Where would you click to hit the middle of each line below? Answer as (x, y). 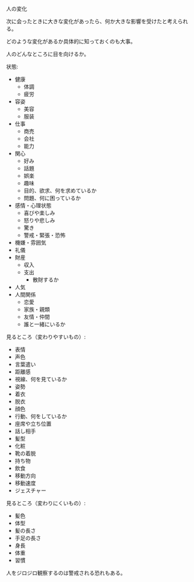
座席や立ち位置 (33, 424)
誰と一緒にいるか (44, 324)
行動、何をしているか (41, 416)
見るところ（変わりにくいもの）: (46, 503)
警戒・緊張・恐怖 (44, 235)
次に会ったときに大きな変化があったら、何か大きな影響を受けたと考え (92, 21)
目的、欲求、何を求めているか (60, 191)
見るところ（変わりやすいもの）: (46, 337)
